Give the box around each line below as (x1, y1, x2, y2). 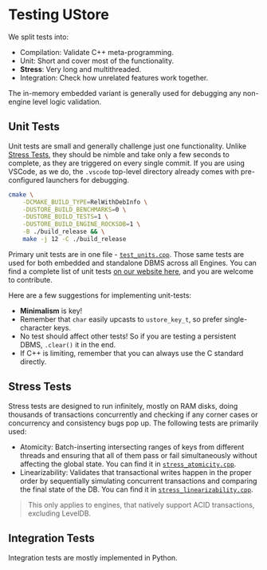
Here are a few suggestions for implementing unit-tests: (8, 290, 192, 300)
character (19, 323, 52, 332)
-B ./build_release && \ (22, 228, 105, 236)
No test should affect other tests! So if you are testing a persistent (19, 331, 237, 341)
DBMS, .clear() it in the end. (19, 339, 116, 349)
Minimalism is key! (19, 306, 83, 315)
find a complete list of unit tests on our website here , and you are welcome (8, 266, 253, 276)
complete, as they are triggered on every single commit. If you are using (8, 158, 245, 168)
